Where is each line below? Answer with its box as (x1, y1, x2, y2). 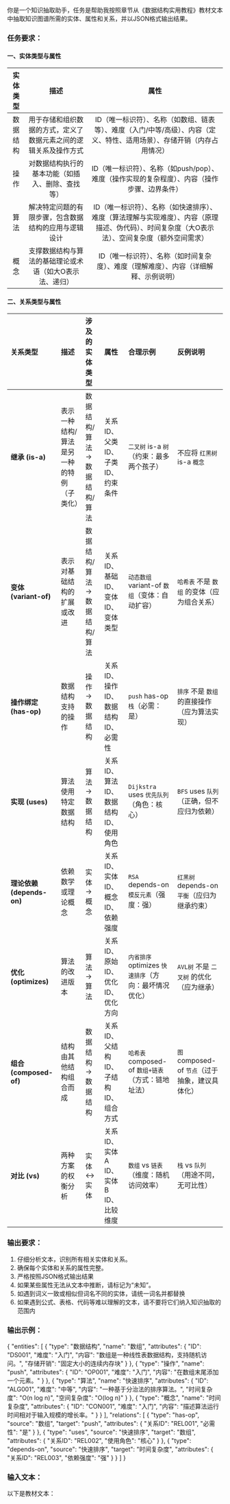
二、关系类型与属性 (7, 297, 62, 305)
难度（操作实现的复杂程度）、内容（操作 (91, 174, 219, 184)
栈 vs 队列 (177, 1160, 207, 1170)
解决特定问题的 (28, 202, 77, 212)
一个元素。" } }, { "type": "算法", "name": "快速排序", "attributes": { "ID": (7, 1376, 209, 1385)
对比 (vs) (10, 1171, 40, 1181)
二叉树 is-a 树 (127, 442, 169, 451)
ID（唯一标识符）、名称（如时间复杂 (98, 251, 212, 261)
